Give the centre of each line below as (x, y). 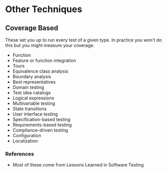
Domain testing (28, 87)
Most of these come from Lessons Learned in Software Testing (78, 165)
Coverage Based (32, 28)
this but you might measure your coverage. (50, 45)
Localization (25, 141)
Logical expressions (33, 98)
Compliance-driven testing (40, 130)
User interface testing (35, 114)
